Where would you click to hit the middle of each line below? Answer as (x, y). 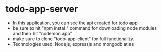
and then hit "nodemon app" (42, 33)
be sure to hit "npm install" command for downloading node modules (85, 28)
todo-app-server (42, 9)
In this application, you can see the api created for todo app (75, 23)
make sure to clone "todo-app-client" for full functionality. (73, 39)
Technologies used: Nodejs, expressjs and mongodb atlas (73, 44)
